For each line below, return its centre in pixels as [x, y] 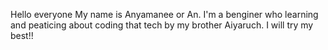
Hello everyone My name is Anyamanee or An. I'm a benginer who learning [164, 14]
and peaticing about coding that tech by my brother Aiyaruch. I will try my [162, 25]
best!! [22, 35]
